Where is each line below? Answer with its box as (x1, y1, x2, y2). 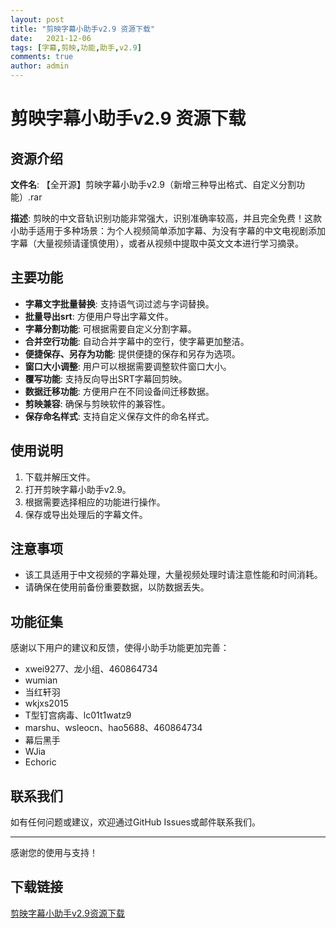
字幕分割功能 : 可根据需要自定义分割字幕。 (24, 322, 197, 335)
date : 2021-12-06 (10, 33, 92, 43)
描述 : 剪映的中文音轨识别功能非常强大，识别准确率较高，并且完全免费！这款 (10, 212, 322, 224)
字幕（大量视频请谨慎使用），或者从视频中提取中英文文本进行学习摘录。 (10, 237, 304, 249)
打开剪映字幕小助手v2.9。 (24, 483, 132, 495)
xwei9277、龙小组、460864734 (24, 663, 158, 675)
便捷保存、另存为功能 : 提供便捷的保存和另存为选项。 (24, 347, 241, 360)
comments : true (10, 52, 74, 62)
